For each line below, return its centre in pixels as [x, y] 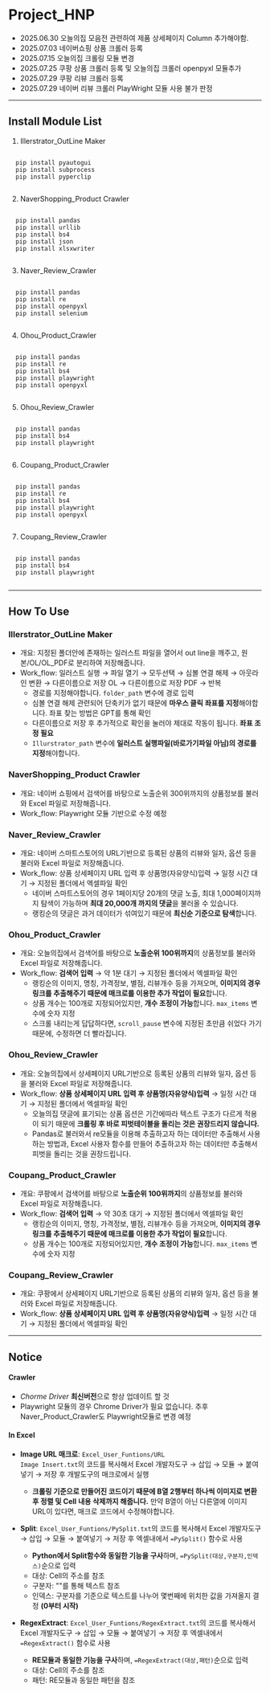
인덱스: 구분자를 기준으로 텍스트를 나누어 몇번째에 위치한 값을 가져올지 [141, 1596]
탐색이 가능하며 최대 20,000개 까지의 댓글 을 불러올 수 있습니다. [139, 903]
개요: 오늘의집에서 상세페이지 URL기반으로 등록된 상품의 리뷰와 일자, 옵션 [134, 1073]
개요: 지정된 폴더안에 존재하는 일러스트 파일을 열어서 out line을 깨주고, [129, 653]
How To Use [39, 612]
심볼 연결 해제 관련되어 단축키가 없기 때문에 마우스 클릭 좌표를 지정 [135, 703]
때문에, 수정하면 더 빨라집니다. [79, 1033]
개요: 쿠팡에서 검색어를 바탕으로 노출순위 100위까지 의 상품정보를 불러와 [131, 1193]
